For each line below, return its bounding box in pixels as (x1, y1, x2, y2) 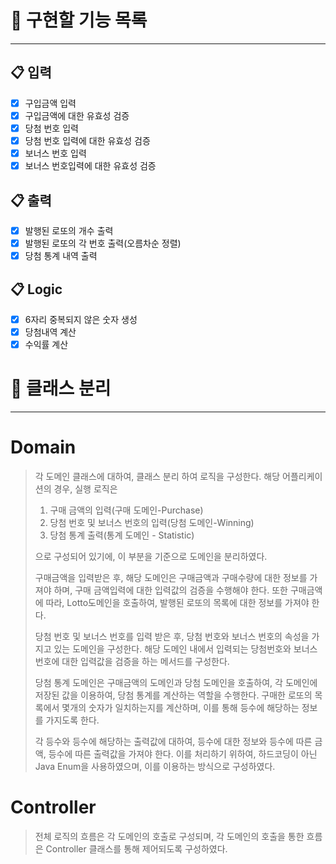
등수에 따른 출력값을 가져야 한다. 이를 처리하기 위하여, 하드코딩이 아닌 (48, 748, 318, 760)
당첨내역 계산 (24, 326, 77, 338)
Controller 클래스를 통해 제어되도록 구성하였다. (45, 842, 228, 855)
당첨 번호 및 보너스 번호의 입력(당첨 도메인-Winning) (49, 517, 255, 528)
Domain (10, 436, 77, 459)
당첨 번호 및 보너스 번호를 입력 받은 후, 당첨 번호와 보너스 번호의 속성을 (34, 631, 310, 642)
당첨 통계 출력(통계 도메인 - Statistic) (49, 529, 195, 541)
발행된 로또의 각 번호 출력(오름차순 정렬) (24, 237, 182, 249)
